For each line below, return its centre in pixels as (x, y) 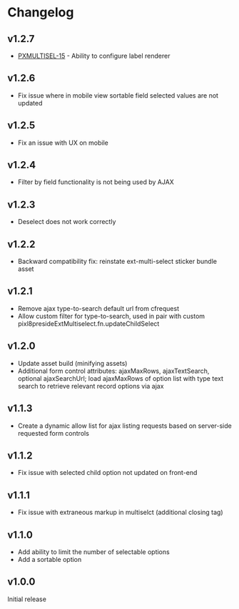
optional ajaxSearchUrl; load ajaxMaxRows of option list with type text (120, 378)
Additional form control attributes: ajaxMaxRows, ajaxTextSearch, (113, 371)
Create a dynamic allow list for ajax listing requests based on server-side (124, 426)
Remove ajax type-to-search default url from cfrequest (98, 308)
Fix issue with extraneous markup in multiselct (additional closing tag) (120, 512)
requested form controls (53, 433)
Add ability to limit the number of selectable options (93, 552)
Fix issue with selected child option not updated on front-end (107, 473)
